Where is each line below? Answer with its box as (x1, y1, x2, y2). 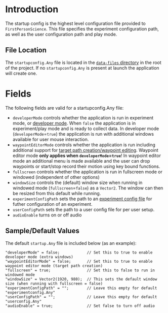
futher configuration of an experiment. (12, 201, 93, 207)
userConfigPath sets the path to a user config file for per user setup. (12, 206, 155, 212)
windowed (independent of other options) (12, 174, 100, 180)
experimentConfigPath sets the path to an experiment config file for (12, 196, 152, 202)
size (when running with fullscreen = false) (5, 281, 103, 286)
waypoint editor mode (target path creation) (5, 263, 103, 268)
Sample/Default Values (5, 227, 79, 235)
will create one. (5, 70, 37, 76)
